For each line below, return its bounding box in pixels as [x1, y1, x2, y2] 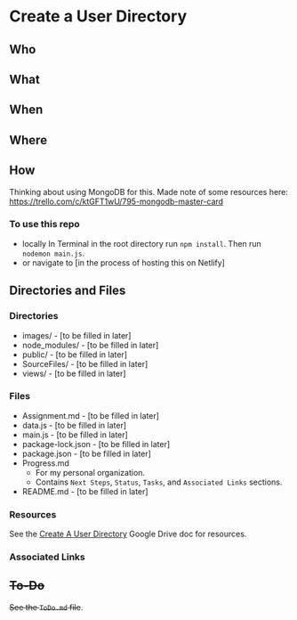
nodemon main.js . [21, 248, 85, 258]
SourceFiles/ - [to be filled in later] [21, 358, 148, 369]
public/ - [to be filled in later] [21, 349, 127, 360]
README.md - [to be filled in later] [21, 485, 148, 496]
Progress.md [21, 457, 69, 469]
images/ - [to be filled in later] [21, 330, 132, 340]
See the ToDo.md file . [9, 601, 84, 612]
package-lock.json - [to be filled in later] [21, 438, 171, 449]
